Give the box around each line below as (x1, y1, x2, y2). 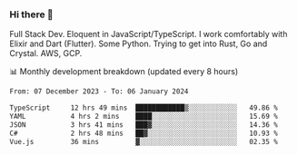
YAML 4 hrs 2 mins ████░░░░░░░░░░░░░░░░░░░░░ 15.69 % (9, 112, 279, 121)
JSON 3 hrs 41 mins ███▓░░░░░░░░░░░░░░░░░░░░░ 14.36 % (9, 120, 279, 130)
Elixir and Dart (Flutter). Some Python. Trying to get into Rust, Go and (9, 38, 268, 49)
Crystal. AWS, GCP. (9, 48, 83, 59)
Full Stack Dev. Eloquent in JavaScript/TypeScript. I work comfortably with (9, 29, 288, 40)
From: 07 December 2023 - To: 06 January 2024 (9, 87, 189, 96)
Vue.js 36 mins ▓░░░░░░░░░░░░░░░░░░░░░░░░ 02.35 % (9, 137, 279, 146)
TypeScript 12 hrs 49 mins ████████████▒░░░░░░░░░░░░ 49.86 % (9, 103, 279, 112)
